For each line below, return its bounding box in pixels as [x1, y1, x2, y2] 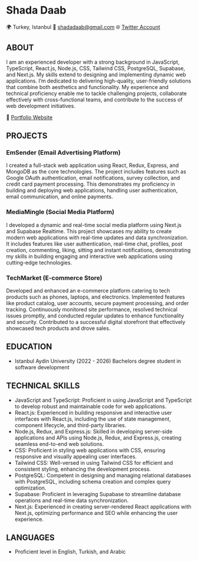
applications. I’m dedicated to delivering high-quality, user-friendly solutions [6, 77, 192, 84]
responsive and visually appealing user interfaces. [14, 452, 137, 460]
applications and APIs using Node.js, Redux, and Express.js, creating [14, 434, 181, 441]
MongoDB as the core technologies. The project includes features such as [6, 168, 187, 175]
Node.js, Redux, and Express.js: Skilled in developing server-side [14, 428, 173, 435]
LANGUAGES [6, 533, 55, 543]
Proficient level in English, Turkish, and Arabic [14, 548, 126, 555]
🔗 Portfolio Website [6, 113, 53, 121]
